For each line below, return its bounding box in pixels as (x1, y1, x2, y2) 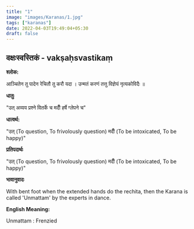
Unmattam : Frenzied (6, 217, 57, 224)
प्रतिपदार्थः (6, 146, 24, 153)
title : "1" (6, 8, 33, 15)
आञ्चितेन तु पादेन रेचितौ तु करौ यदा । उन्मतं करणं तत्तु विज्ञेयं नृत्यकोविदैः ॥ (6, 80, 145, 87)
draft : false (6, 31, 38, 37)
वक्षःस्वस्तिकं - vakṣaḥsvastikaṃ (6, 53, 114, 63)
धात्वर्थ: (6, 116, 20, 123)
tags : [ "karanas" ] (6, 20, 51, 26)
